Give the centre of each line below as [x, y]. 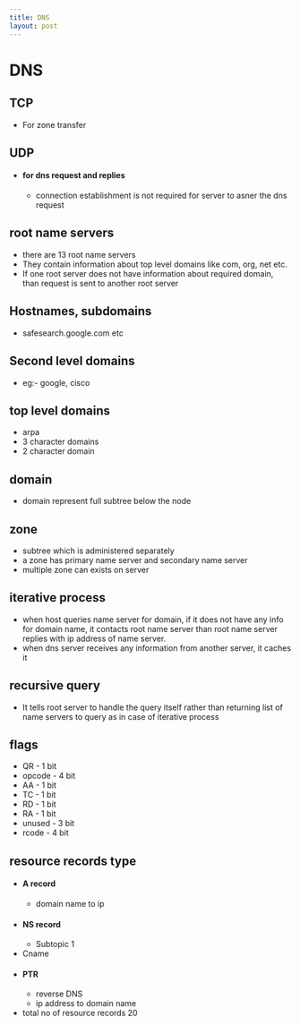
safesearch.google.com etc [73, 333]
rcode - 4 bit [45, 833]
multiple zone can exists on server [86, 569]
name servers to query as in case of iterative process [120, 716]
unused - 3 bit [48, 824]
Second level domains [72, 361]
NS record [41, 924]
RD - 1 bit [39, 804]
